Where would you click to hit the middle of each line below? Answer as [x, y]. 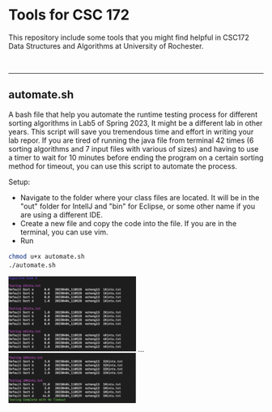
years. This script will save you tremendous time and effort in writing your [131, 131]
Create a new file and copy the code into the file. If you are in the [128, 223]
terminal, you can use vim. [64, 232]
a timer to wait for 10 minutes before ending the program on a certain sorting [136, 157]
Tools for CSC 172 [69, 15]
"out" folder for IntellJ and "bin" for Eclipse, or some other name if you [138, 206]
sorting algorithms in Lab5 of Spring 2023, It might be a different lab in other [136, 122]
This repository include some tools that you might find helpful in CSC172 [129, 37]
